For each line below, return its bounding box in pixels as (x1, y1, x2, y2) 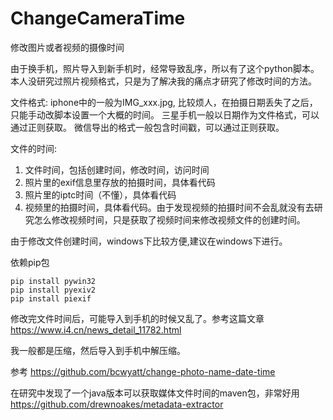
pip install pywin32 (10, 276, 97, 286)
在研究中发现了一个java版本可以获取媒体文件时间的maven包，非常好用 (10, 387, 300, 399)
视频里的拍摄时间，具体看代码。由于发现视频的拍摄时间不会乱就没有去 (24, 201, 315, 213)
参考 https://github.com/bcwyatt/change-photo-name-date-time (10, 365, 276, 377)
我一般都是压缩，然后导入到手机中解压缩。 (10, 344, 186, 356)
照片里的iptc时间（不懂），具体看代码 (24, 188, 177, 201)
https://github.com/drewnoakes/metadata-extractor (10, 398, 224, 410)
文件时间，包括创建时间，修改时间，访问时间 (24, 163, 210, 176)
